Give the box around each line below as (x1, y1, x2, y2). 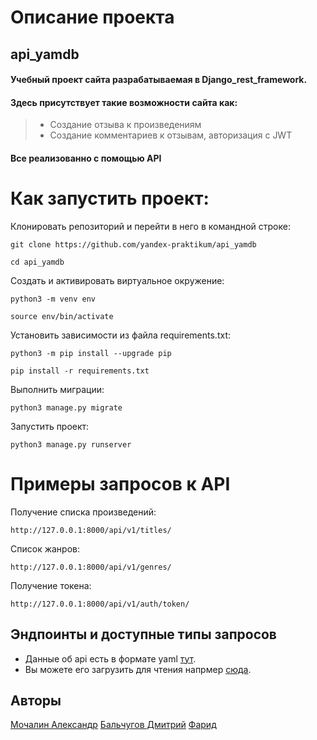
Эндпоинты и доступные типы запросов (10, 626, 277, 643)
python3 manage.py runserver (10, 439, 132, 450)
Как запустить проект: (10, 187, 210, 210)
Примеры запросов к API (10, 473, 231, 496)
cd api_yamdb (10, 257, 65, 267)
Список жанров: (10, 542, 81, 555)
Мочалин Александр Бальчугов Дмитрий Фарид (10, 719, 217, 731)
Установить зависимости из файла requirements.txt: (10, 329, 231, 341)
